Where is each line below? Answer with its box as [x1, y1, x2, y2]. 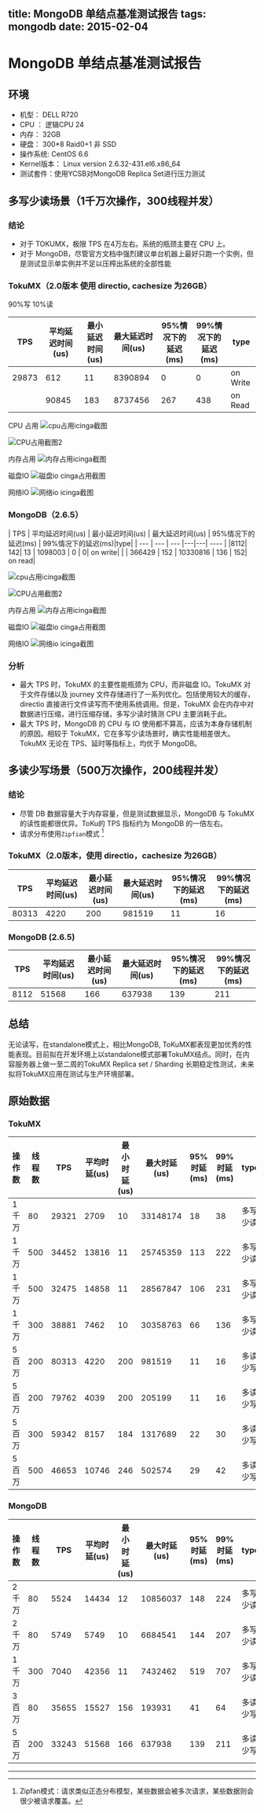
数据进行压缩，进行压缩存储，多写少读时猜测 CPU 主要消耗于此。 [19, 709, 232, 718]
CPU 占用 [8, 421, 39, 431]
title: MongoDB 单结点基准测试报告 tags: [8, 7, 207, 21]
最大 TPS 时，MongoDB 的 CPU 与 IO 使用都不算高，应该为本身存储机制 [19, 718, 252, 729]
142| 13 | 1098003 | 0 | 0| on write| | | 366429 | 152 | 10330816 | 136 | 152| [8, 547, 247, 556]
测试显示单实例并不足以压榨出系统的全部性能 [26, 259, 171, 269]
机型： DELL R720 [19, 110, 79, 119]
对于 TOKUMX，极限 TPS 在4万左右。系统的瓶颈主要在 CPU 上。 [19, 239, 230, 249]
